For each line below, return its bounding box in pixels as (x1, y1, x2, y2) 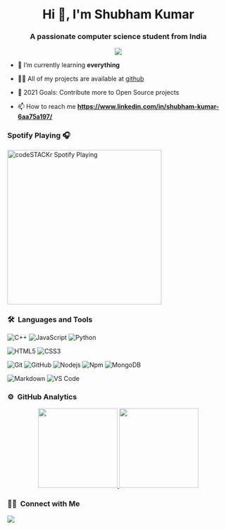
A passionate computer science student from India (30, 32, 207, 42)
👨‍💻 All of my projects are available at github (17, 74, 144, 83)
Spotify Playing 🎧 (7, 131, 70, 141)
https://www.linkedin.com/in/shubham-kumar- (77, 102, 220, 111)
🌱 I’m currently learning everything (17, 61, 120, 69)
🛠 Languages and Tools (7, 314, 93, 324)
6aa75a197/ (17, 112, 53, 121)
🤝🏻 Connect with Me (7, 499, 80, 509)
